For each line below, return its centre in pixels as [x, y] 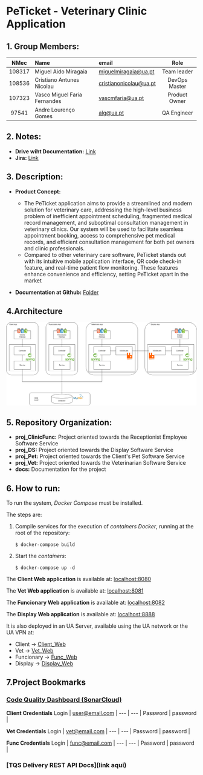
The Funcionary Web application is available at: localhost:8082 [85, 603]
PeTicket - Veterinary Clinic [77, 11]
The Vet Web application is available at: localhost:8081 [75, 591]
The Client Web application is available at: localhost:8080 [79, 579]
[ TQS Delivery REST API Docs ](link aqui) [66, 765]
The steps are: [24, 515]
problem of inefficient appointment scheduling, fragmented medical [108, 216]
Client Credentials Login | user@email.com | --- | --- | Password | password [101, 713]
